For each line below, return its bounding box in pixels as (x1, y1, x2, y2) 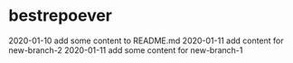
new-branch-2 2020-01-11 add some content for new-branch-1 (8, 44, 243, 55)
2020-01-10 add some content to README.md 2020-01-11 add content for (8, 35, 284, 46)
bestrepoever (8, 5, 113, 26)
